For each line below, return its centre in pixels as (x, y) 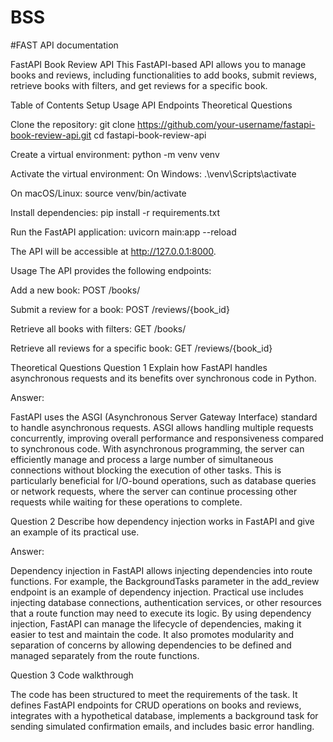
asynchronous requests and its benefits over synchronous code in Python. (163, 378)
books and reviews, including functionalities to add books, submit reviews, (163, 75)
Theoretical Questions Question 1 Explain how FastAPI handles (139, 367)
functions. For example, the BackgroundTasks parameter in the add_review (165, 581)
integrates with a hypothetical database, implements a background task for (164, 715)
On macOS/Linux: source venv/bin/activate (98, 193)
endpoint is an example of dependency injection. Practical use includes (157, 592)
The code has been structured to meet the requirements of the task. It (154, 694)
